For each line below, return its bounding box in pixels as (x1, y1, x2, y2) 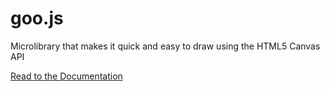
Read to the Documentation (10, 70, 123, 82)
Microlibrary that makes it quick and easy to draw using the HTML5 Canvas (10, 40, 321, 52)
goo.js (10, 7, 64, 30)
